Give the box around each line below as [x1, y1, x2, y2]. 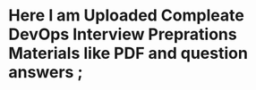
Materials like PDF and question [8, 44, 248, 63]
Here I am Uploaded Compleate [8, 5, 245, 26]
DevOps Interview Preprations [8, 24, 238, 45]
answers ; [8, 62, 83, 83]
